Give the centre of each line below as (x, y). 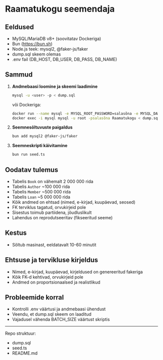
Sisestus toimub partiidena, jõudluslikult (52, 212)
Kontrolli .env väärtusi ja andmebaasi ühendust (59, 309)
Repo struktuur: (21, 333)
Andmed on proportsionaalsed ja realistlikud (56, 282)
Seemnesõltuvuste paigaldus (42, 127)
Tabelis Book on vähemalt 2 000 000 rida (53, 181)
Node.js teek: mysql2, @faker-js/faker (50, 49)
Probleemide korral (34, 297)
